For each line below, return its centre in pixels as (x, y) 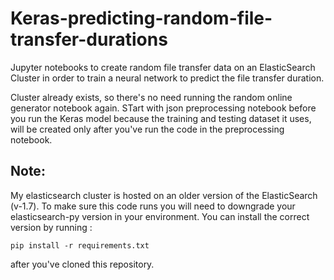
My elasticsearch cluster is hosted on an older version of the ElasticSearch (164, 195)
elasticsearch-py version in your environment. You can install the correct (160, 216)
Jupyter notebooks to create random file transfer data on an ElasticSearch (163, 67)
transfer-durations (89, 39)
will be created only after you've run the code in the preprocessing (147, 129)
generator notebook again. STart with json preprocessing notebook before (163, 108)
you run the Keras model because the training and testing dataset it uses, (161, 118)
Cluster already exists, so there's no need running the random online (151, 97)
